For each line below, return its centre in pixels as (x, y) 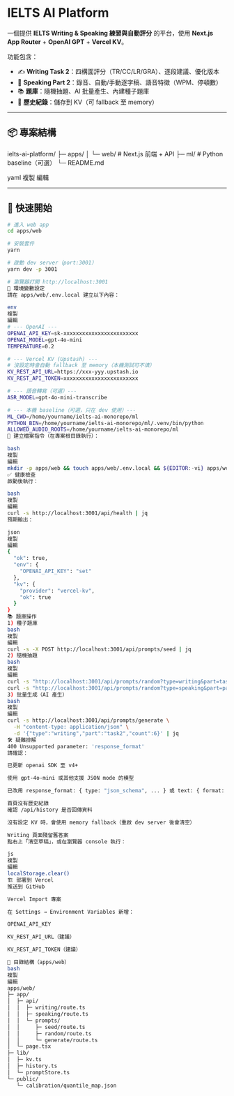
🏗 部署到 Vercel (31, 880)
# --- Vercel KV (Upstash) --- (53, 359)
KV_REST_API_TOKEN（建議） (44, 950)
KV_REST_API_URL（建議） (41, 937)
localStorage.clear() (39, 874)
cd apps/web (24, 231)
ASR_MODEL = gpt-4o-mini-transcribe (57, 397)
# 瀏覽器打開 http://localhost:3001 (58, 282)
